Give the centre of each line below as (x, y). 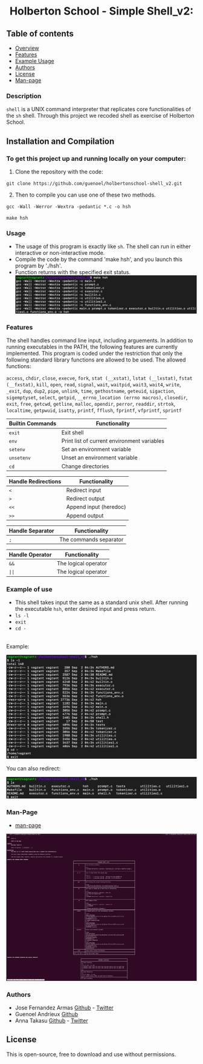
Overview (27, 48)
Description (24, 96)
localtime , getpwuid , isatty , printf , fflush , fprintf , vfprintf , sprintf (94, 410)
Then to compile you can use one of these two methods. (85, 195)
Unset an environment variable (99, 458)
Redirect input (84, 490)
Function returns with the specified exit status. (73, 272)
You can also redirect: (34, 769)
